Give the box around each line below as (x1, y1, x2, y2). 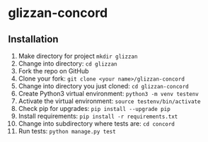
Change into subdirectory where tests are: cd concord (18, 119, 175, 128)
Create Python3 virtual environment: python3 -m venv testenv (18, 90, 199, 97)
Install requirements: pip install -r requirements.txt (18, 112, 178, 120)
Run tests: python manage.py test (18, 127, 116, 135)
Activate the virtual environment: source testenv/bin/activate (18, 97, 201, 105)
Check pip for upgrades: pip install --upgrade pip (18, 105, 171, 112)
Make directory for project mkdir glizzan (18, 52, 138, 60)
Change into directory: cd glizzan (18, 59, 117, 68)
